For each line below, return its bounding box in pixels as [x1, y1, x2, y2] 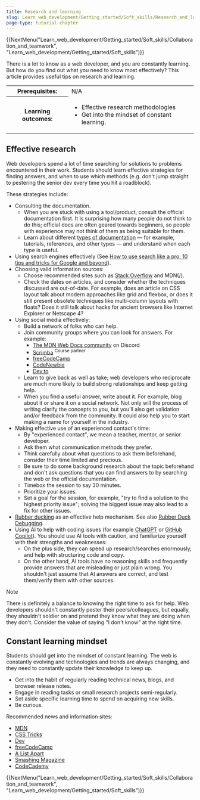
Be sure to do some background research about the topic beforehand [23, 463, 194, 470]
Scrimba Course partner [32, 348, 86, 356]
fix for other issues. [23, 507, 71, 514]
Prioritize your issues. [23, 488, 77, 495]
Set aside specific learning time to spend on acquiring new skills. [14, 695, 174, 702]
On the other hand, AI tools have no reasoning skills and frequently [23, 558, 187, 565]
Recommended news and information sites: [6, 713, 112, 720]
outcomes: [21, 114, 53, 123]
